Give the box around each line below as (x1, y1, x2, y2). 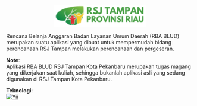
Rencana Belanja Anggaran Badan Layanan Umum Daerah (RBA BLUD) (6, 32, 180, 40)
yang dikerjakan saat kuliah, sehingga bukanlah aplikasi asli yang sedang (6, 69, 186, 76)
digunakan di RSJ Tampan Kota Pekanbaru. (6, 75, 112, 82)
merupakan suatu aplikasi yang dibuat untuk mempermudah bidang (6, 38, 172, 46)
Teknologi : (6, 86, 33, 94)
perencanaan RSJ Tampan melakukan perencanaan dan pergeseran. (6, 45, 174, 52)
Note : (6, 56, 20, 63)
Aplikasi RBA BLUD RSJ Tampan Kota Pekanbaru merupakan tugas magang (6, 63, 192, 70)
